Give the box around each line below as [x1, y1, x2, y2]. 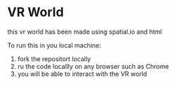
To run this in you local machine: [7, 41, 101, 49]
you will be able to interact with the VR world [17, 70, 148, 78]
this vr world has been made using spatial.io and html [7, 27, 162, 36]
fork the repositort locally [17, 54, 92, 63]
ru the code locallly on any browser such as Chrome [17, 62, 169, 70]
